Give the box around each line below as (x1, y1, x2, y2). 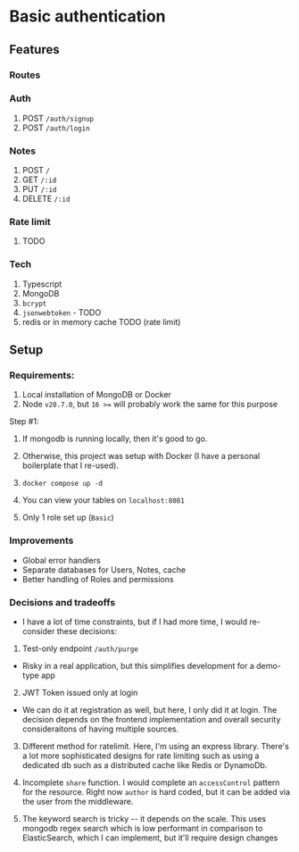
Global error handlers (21, 555, 101, 565)
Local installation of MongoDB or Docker (21, 389, 172, 400)
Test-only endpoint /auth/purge (21, 643, 138, 654)
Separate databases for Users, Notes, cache (21, 564, 186, 575)
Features (9, 42, 60, 57)
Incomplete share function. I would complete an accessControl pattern (21, 777, 280, 788)
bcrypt (21, 299, 47, 308)
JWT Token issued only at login (21, 687, 138, 697)
